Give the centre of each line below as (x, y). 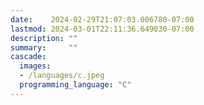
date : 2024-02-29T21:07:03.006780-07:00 (102, 19)
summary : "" (44, 47)
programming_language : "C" (75, 85)
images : (35, 66)
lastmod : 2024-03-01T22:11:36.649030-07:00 (102, 29)
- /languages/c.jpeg (62, 76)
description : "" (44, 38)
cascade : (28, 57)
